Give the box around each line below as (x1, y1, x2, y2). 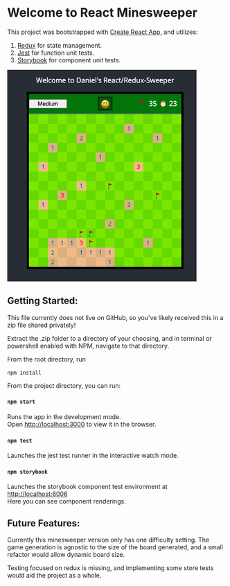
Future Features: (7, 517, 80, 529)
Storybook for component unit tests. (17, 55, 121, 64)
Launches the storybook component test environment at (7, 483, 168, 491)
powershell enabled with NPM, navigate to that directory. (7, 341, 170, 350)
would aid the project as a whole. (7, 571, 102, 580)
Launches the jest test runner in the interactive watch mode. (7, 452, 179, 460)
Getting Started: (7, 295, 78, 307)
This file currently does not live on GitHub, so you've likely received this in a (7, 313, 224, 321)
